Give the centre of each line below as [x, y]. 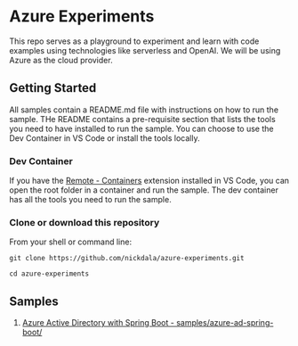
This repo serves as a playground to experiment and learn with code [134, 41]
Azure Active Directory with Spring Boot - [98, 323]
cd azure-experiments [49, 274]
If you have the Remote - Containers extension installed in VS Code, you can [149, 181]
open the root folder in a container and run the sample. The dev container [144, 190]
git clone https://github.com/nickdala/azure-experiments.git [127, 259]
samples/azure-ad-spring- [225, 323]
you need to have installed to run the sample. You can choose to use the [141, 128]
